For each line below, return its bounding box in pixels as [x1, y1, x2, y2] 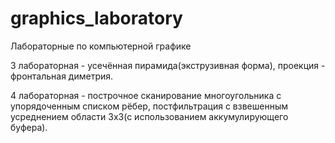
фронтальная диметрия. [10, 70, 114, 82]
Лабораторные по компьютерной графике [10, 40, 192, 52]
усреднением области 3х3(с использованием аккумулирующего [10, 110, 289, 122]
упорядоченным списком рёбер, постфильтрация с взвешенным [10, 100, 288, 112]
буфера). [10, 121, 48, 133]
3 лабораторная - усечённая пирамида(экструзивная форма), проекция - [10, 59, 326, 71]
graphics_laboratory [10, 7, 183, 30]
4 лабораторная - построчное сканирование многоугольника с [10, 89, 282, 101]
